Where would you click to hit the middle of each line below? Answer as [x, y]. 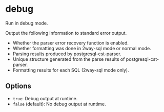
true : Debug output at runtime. [45, 98]
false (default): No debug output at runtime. [59, 104]
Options [18, 86]
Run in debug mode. [27, 23]
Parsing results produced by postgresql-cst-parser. [67, 54]
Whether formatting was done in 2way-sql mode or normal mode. [82, 48]
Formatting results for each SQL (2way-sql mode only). [71, 70]
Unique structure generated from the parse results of [69, 59]
